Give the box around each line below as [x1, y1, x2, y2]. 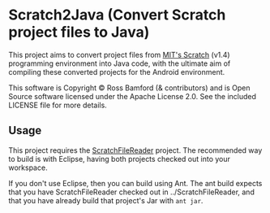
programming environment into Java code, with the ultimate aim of [8, 59, 231, 68]
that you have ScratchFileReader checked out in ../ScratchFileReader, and [8, 187, 255, 197]
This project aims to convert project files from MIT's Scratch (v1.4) [8, 50, 230, 59]
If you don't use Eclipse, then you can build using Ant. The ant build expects [8, 178, 263, 188]
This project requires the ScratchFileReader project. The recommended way [8, 145, 263, 155]
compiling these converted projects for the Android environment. [8, 67, 225, 76]
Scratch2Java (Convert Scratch [8, 6, 226, 24]
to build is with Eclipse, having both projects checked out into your [8, 154, 231, 163]
